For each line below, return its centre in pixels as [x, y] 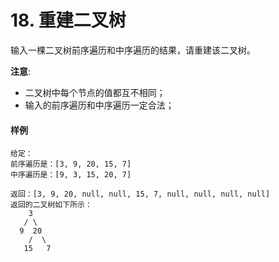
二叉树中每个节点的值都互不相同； [95, 92]
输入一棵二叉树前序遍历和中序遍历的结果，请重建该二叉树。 [133, 50]
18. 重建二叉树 [68, 20]
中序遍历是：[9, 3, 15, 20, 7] [71, 175]
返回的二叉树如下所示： [51, 205]
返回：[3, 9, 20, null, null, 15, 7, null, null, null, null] [140, 194]
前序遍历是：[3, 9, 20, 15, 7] [71, 164]
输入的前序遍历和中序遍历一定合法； [99, 105]
